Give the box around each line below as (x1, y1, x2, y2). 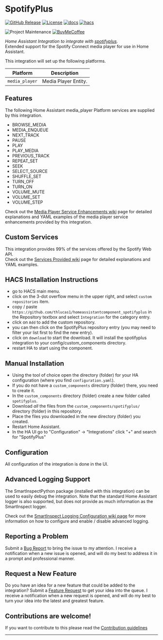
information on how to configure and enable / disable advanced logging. (5, 518, 149, 524)
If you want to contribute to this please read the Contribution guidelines (5, 625, 148, 631)
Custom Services (5, 233, 58, 242)
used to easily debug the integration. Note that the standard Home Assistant (5, 493, 157, 499)
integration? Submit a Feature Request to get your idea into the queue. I (5, 588, 148, 593)
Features (5, 94, 33, 103)
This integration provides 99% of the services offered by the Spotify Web (5, 246, 152, 252)
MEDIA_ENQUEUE (12, 127, 49, 133)
